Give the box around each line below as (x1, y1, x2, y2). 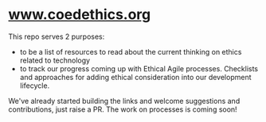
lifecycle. (19, 81, 50, 90)
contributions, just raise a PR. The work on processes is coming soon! (8, 105, 237, 114)
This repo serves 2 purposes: (8, 32, 105, 41)
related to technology (19, 55, 90, 65)
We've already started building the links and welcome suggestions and (8, 96, 241, 105)
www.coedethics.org (8, 6, 151, 24)
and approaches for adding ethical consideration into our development (19, 72, 252, 82)
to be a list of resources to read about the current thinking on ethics (19, 47, 242, 56)
